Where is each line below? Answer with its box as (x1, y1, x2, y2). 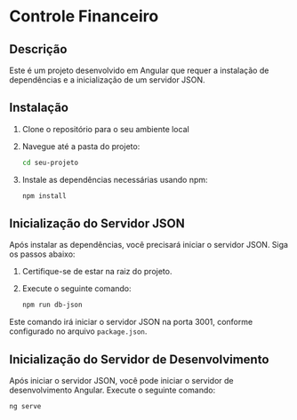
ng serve (9, 402, 42, 411)
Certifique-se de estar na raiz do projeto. (21, 266, 173, 277)
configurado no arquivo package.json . (9, 326, 148, 337)
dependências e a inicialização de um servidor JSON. (9, 75, 206, 85)
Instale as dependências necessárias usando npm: (21, 174, 208, 185)
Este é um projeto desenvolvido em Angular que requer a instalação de (9, 65, 269, 75)
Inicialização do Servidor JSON (9, 216, 185, 231)
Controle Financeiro (9, 6, 159, 27)
